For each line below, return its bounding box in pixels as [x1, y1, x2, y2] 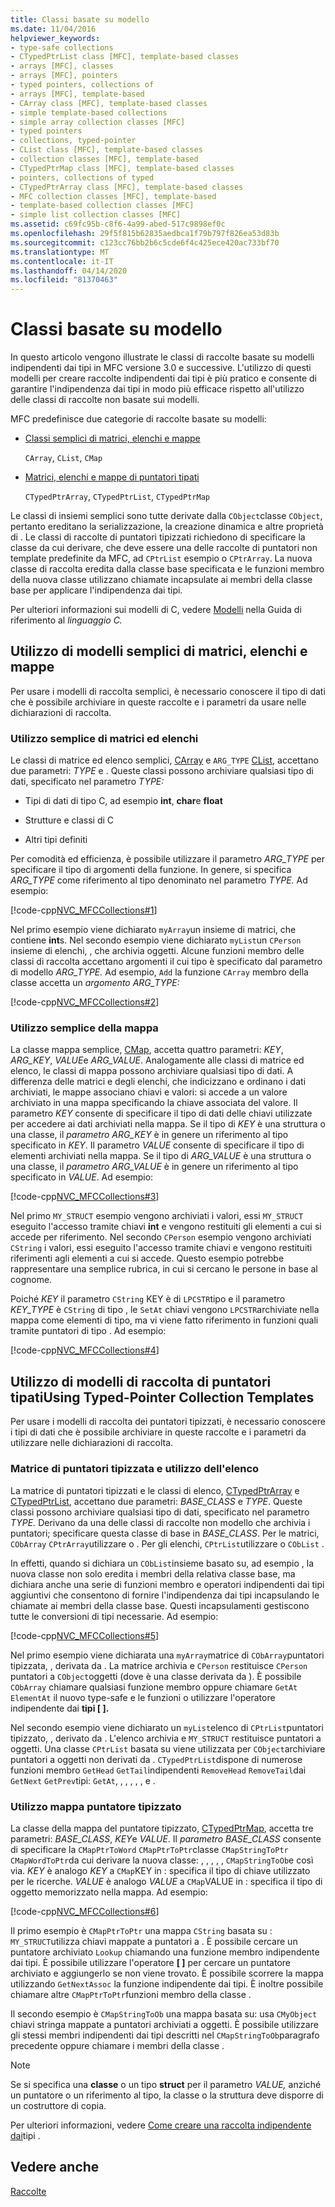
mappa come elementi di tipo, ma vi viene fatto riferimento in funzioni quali [10, 1314, 319, 1326]
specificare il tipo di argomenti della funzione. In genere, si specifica [10, 864, 292, 876]
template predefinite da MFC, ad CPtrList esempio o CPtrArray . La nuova [10, 552, 313, 565]
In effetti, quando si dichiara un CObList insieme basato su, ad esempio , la [10, 1557, 315, 1569]
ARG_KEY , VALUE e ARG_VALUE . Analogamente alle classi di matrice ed [10, 1054, 305, 1066]
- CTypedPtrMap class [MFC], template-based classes [10, 163, 235, 173]
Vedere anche [10, 2159, 100, 2176]
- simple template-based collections [10, 107, 168, 118]
